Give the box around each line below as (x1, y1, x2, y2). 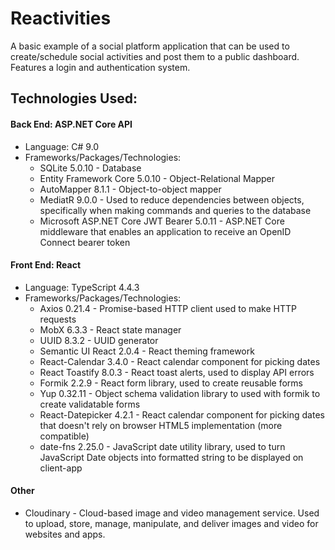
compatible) (39, 430, 90, 442)
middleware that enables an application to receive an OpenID (39, 225, 292, 237)
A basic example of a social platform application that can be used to (10, 40, 290, 52)
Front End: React (10, 259, 82, 271)
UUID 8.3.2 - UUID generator (39, 334, 159, 346)
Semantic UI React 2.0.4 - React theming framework (39, 345, 255, 357)
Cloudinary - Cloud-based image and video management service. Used (24, 507, 320, 519)
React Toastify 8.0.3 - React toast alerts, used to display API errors (39, 366, 315, 378)
